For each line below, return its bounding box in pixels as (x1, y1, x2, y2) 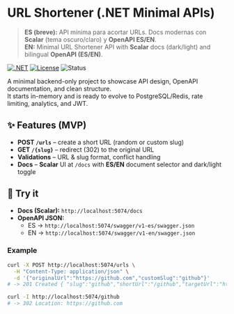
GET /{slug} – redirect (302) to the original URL (17, 145, 155, 154)
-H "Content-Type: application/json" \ (13, 268, 130, 275)
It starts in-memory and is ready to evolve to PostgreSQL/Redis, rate (7, 92, 203, 100)
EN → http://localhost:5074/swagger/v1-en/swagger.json (27, 228, 196, 237)
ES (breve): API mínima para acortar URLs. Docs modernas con (24, 28, 207, 36)
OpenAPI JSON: (17, 214, 65, 222)
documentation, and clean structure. (7, 84, 112, 93)
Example (7, 246, 38, 256)
